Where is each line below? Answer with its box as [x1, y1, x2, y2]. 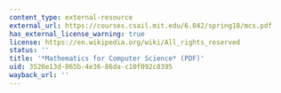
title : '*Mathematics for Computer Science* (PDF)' [9, 54, 205, 63]
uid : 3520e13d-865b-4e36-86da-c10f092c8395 [9, 63, 173, 72]
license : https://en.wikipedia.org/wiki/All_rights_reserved [9, 37, 241, 47]
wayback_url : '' [9, 71, 69, 80]
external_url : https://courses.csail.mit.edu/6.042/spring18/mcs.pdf [9, 21, 273, 30]
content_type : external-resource [9, 12, 133, 22]
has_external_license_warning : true [9, 29, 145, 38]
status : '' [9, 46, 50, 55]
